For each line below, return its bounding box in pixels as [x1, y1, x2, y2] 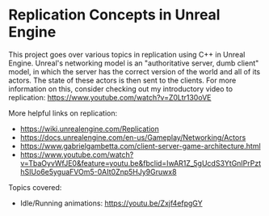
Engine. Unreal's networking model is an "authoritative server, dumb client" [8, 58, 259, 68]
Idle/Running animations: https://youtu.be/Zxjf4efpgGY [19, 198, 204, 208]
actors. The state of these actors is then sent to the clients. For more [8, 75, 237, 85]
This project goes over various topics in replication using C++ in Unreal [8, 49, 246, 59]
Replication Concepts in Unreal [8, 6, 221, 24]
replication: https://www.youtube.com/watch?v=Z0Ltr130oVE [8, 92, 212, 102]
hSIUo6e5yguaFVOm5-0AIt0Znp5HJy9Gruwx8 [19, 167, 177, 176]
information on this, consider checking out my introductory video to [8, 83, 233, 94]
